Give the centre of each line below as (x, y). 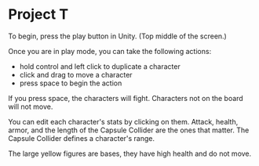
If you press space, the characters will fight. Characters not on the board (126, 98)
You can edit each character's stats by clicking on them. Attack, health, (123, 121)
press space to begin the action (71, 83)
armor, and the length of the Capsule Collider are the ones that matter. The (129, 130)
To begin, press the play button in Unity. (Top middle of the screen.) (118, 36)
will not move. (31, 106)
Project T (38, 14)
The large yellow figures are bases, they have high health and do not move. (130, 153)
